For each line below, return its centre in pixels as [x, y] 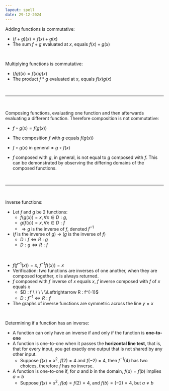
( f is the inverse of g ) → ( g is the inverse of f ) [59, 234]
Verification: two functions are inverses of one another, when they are [85, 270]
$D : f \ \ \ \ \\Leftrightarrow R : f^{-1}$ [59, 292]
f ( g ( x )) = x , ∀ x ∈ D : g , [44, 217]
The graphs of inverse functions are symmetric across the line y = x [83, 304]
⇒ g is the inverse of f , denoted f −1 [58, 229]
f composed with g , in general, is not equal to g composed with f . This [85, 157]
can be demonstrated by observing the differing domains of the [78, 162]
